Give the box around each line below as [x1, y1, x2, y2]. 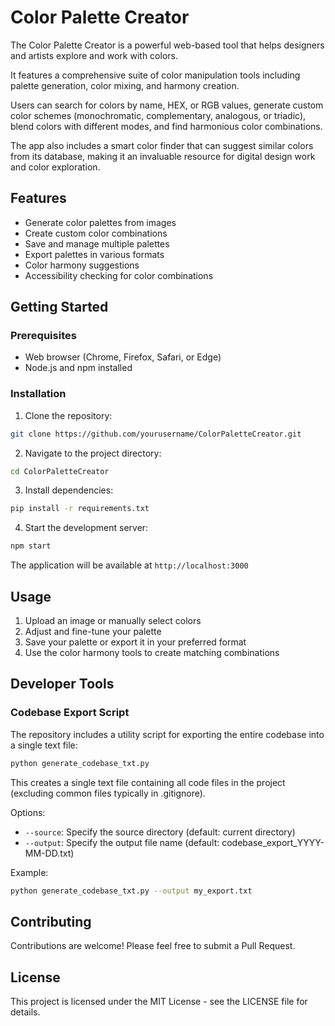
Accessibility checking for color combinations [24, 269, 214, 281]
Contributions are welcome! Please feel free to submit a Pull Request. [10, 940, 296, 952]
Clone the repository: [24, 409, 113, 421]
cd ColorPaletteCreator [10, 466, 110, 476]
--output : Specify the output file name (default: [24, 836, 220, 848]
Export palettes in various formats [24, 248, 165, 260]
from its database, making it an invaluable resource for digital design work [10, 150, 316, 162]
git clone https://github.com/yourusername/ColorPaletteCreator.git [10, 429, 302, 439]
